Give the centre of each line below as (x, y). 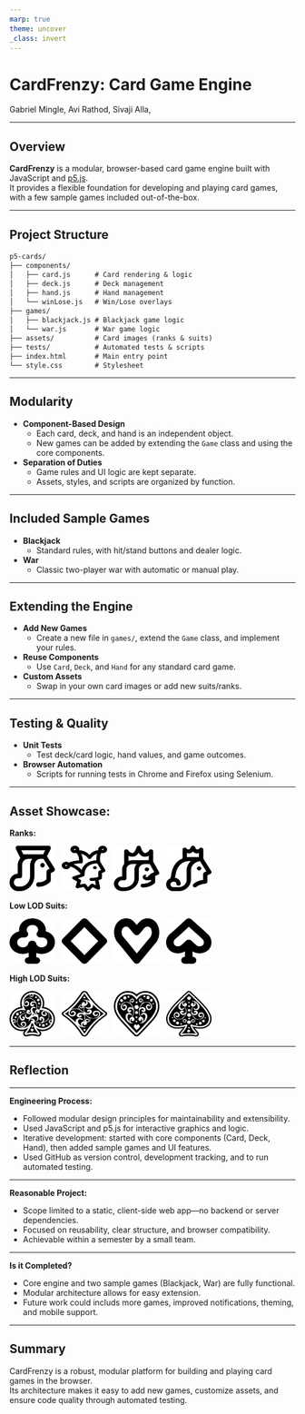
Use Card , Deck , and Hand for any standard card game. (136, 667)
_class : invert (38, 38)
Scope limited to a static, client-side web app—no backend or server (151, 1210)
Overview (38, 147)
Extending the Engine (71, 606)
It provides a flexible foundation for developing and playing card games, (144, 188)
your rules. (56, 648)
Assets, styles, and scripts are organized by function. (136, 481)
